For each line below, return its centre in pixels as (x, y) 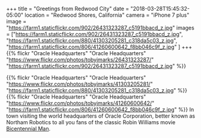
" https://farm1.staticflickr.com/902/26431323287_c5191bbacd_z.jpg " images (100, 28)
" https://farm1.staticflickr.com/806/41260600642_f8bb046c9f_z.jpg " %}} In (100, 109)
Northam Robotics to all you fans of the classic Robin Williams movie (91, 122)
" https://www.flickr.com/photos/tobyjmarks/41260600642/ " (80, 103)
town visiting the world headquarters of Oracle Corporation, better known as (101, 116)
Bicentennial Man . (28, 129)
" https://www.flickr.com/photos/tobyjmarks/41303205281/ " (79, 84)
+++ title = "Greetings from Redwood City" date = (68, 9)
